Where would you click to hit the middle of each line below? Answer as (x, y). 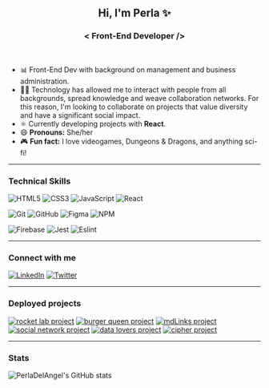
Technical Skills (40, 181)
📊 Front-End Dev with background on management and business (128, 69)
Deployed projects (45, 304)
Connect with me (42, 257)
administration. (44, 81)
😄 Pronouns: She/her (56, 132)
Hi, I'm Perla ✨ (134, 13)
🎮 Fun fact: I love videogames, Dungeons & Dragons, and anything (131, 141)
